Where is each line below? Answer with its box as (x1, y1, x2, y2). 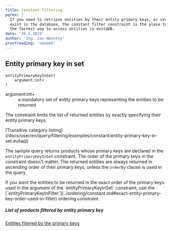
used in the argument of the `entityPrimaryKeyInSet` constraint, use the (5, 185, 155, 191)
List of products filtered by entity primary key (5, 207, 104, 213)
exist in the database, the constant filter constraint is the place (10, 21, 160, 27)
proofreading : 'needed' (5, 41, 56, 46)
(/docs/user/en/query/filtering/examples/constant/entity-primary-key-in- (5, 132, 158, 138)
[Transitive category (5, 127, 48, 133)
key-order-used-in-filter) (5, 195, 58, 201)
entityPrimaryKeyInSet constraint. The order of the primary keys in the (5, 153, 154, 159)
